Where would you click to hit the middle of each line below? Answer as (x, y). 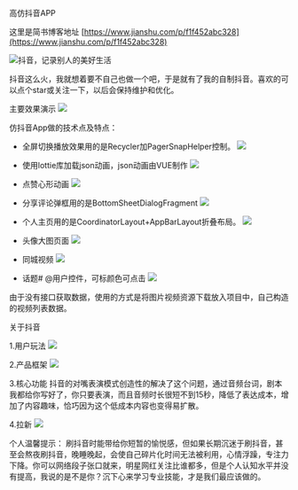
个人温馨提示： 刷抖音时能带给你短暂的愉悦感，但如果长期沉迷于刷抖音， (142, 443)
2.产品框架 (28, 365)
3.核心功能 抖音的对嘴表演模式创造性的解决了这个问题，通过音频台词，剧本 (146, 383)
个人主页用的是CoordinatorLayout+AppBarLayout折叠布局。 (131, 222)
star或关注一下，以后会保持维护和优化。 (106, 90)
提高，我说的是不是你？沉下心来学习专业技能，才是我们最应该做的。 (141, 476)
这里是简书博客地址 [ (47, 32)
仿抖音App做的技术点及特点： (63, 128)
